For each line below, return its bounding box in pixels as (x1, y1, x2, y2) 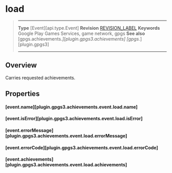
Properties (5, 89, 40, 98)
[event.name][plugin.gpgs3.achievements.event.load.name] (5, 104, 138, 110)
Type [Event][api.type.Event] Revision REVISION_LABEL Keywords (17, 25, 160, 31)
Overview (5, 61, 37, 70)
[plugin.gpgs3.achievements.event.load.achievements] (5, 162, 127, 168)
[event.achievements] (5, 156, 54, 162)
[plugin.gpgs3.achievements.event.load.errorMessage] (5, 132, 127, 139)
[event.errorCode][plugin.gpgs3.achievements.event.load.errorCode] (5, 144, 159, 150)
